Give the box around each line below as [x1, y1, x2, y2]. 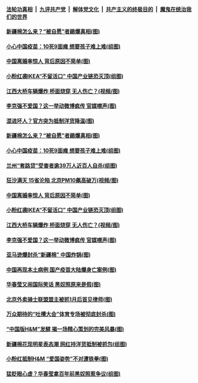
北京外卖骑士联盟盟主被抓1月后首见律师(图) [6, 295, 113, 303]
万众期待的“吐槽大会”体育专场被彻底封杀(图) [6, 310, 116, 318]
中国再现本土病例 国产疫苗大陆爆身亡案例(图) [6, 266, 117, 273]
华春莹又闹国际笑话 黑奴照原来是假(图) [6, 281, 101, 288]
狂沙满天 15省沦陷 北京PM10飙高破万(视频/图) [6, 177, 119, 184]
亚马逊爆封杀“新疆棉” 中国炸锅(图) [6, 251, 91, 259]
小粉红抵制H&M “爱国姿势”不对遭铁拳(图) [6, 355, 109, 363]
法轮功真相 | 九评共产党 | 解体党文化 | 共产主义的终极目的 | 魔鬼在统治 [6, 5, 187, 13]
